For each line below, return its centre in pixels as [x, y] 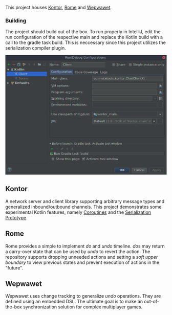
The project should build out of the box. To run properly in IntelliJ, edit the [83, 32]
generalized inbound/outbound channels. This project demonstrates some [83, 207]
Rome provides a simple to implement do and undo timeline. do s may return [85, 246]
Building [16, 20]
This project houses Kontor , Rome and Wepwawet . [58, 7]
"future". [14, 267]
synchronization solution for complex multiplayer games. [83, 307]
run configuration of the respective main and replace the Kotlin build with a [84, 37]
